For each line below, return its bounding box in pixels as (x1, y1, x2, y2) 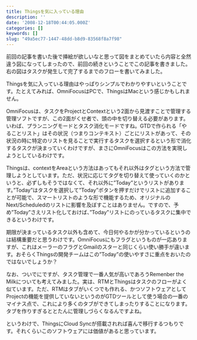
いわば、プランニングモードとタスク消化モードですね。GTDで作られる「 (6, 122, 182, 129)
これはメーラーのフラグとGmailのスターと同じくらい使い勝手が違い (21, 243, 185, 250)
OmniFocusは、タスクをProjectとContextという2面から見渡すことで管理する (6, 107, 191, 115)
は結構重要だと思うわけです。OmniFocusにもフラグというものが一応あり (6, 236, 183, 243)
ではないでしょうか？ (6, 258, 58, 265)
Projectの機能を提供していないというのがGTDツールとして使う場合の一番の (6, 293, 188, 300)
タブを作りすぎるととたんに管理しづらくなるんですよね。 (6, 308, 145, 315)
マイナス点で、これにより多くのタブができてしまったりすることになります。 (6, 300, 191, 307)
